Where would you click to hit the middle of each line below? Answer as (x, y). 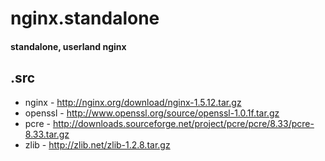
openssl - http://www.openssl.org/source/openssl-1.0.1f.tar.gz (152, 113)
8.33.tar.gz (47, 134)
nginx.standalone (85, 18)
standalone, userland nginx (68, 46)
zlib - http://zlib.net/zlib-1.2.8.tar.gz (97, 144)
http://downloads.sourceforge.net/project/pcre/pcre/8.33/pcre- (183, 123)
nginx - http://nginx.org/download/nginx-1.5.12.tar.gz (133, 102)
